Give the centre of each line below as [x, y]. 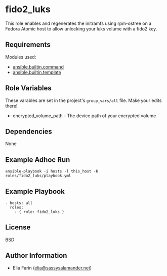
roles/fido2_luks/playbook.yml [38, 176]
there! [11, 106]
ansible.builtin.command [38, 66]
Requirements [28, 45]
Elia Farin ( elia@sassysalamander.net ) [52, 268]
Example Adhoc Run [38, 160]
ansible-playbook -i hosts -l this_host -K [52, 171]
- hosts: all [19, 203]
